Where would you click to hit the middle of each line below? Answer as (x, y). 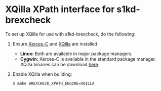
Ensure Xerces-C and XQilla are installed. (55, 43)
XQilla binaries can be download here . (60, 64)
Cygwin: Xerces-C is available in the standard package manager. (88, 59)
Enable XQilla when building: (42, 74)
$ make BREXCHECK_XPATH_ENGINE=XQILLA (53, 83)
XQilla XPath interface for (60, 9)
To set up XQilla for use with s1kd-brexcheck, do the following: (70, 34)
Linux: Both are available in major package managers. (76, 54)
